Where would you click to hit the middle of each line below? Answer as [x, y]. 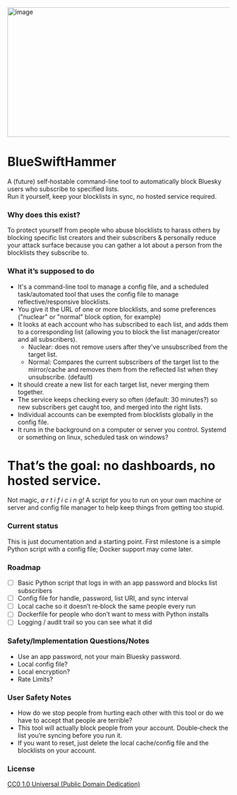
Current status [33, 526]
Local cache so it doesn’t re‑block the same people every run [107, 606]
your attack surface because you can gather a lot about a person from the [115, 245]
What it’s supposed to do [51, 271]
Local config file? [43, 664]
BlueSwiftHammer [62, 162]
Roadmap [24, 567]
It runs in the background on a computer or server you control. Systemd [122, 429]
